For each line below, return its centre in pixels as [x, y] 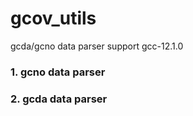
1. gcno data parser [58, 72]
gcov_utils [53, 18]
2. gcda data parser [59, 99]
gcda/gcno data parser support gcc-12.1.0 [97, 46]
